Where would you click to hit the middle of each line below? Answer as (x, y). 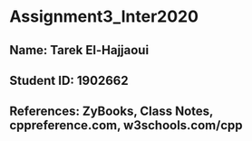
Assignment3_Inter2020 (104, 17)
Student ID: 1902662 (69, 80)
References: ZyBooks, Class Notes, (111, 112)
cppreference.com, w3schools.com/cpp (126, 125)
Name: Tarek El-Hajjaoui (79, 50)
